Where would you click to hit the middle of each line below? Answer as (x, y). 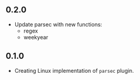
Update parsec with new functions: (58, 24)
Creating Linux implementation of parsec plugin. (74, 70)
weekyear (36, 37)
